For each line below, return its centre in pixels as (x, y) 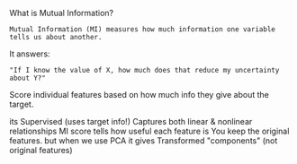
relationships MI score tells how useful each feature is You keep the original (149, 131)
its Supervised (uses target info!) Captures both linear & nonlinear (131, 121)
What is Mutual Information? (62, 13)
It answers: (30, 54)
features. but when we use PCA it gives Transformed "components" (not (144, 141)
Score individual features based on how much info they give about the (139, 95)
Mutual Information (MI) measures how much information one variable (143, 30)
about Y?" (28, 78)
